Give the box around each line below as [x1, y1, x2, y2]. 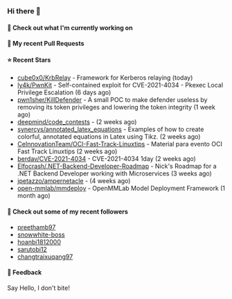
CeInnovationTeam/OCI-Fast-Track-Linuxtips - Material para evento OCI [17, 140, 223, 148]
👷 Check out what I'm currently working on [7, 24, 133, 32]
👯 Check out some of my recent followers [7, 207, 128, 216]
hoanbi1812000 [17, 237, 61, 246]
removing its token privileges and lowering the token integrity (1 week [17, 103, 216, 112]
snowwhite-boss [17, 230, 65, 239]
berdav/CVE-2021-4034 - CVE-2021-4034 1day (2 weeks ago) [17, 155, 196, 163]
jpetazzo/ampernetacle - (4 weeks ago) [17, 177, 131, 185]
